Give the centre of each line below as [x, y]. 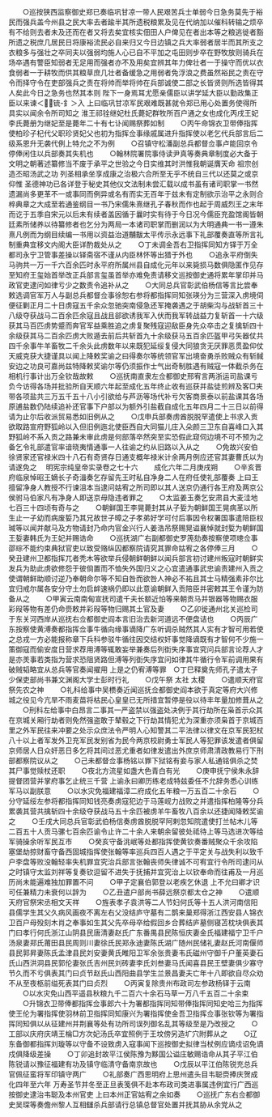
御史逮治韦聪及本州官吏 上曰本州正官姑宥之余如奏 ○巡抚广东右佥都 [134, 1094]
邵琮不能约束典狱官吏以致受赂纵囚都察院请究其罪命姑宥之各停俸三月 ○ [133, 548]
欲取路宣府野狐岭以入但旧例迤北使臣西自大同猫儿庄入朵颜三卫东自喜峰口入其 [136, 427]
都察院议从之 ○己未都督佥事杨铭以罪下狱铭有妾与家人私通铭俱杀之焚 [136, 760]
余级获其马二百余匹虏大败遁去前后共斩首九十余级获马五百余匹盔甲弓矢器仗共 [136, 336]
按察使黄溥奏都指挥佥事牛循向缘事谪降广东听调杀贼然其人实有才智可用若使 [139, 629]
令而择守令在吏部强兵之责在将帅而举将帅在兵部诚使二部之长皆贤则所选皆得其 [136, 83]
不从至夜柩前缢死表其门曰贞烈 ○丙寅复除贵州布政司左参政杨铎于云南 [130, 983]
